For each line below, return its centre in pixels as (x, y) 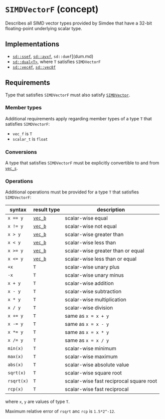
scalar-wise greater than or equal (105, 251)
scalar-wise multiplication (96, 300)
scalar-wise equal (86, 218)
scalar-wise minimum (91, 348)
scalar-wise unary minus (94, 275)
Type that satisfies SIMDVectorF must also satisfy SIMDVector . (68, 95)
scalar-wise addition (89, 283)
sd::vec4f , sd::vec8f (34, 67)
